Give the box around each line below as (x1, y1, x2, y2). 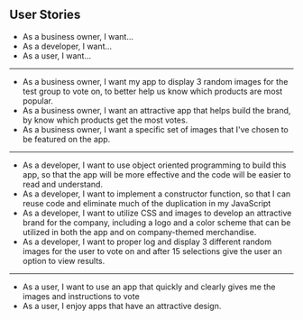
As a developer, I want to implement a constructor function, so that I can (22, 188, 291, 199)
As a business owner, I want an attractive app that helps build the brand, (22, 105, 291, 115)
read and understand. (22, 178, 104, 189)
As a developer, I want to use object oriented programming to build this (22, 160, 287, 170)
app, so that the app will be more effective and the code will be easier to (22, 169, 291, 179)
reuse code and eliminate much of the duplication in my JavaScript (22, 197, 271, 208)
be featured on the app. (22, 133, 111, 144)
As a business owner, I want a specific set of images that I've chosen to (22, 123, 289, 134)
